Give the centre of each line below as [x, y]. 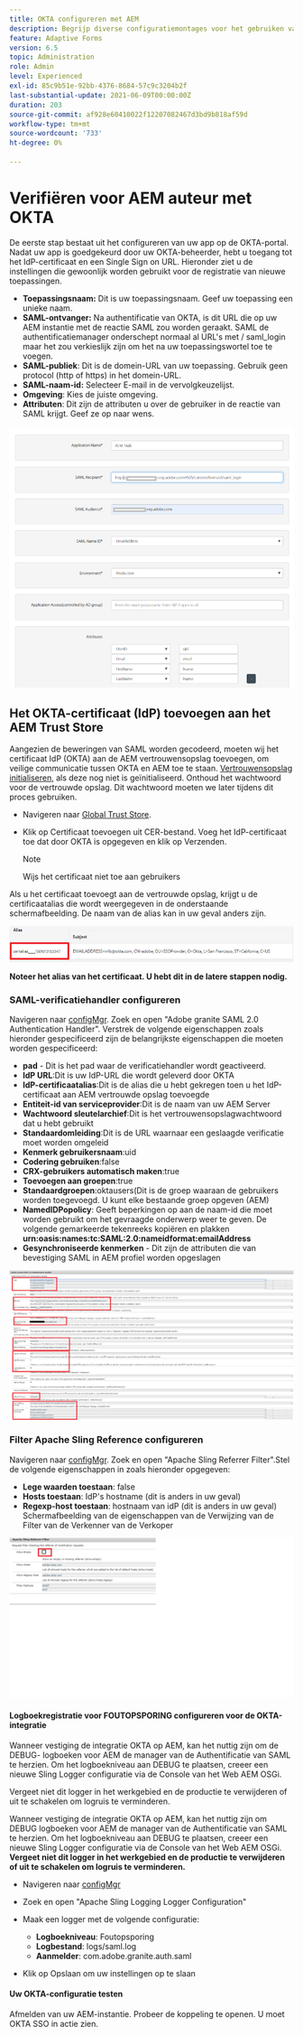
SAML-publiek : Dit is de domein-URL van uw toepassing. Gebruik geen [155, 365]
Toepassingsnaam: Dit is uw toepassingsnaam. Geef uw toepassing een [157, 298]
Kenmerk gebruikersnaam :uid [79, 1153]
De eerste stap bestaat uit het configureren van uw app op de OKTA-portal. [149, 242]
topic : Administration [52, 57]
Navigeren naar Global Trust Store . [87, 815]
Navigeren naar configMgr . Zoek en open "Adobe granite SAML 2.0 [134, 1020]
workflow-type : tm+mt [50, 124]
